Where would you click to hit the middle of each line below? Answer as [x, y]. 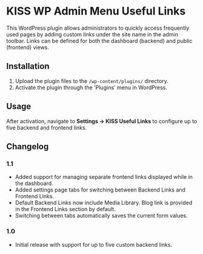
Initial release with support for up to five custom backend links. [94, 244]
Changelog [28, 146]
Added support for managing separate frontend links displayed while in [104, 177]
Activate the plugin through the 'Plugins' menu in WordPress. [91, 87]
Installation [28, 66]
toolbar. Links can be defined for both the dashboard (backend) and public [99, 41]
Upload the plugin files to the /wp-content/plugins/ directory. [92, 81]
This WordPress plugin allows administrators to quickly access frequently [98, 28]
